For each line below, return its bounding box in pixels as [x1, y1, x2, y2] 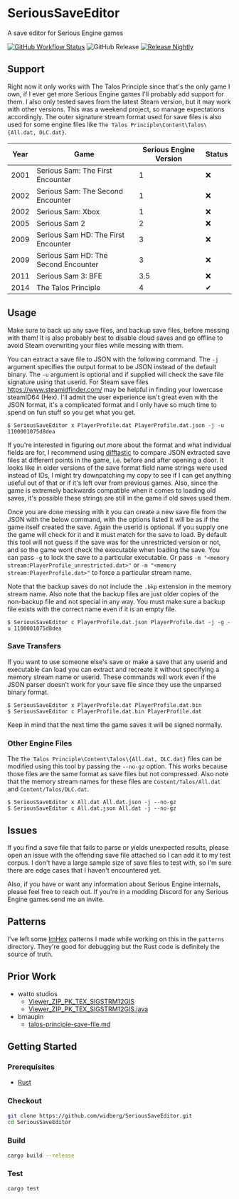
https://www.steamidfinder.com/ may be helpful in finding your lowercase [7, 385, 223, 393]
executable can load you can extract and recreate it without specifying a [7, 665, 220, 673]
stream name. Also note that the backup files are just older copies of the [7, 589, 219, 598]
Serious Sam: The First [36, 166, 112, 176]
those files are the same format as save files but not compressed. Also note [7, 770, 229, 778]
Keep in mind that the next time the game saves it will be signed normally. [7, 720, 223, 729]
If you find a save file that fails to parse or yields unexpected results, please [7, 843, 229, 851]
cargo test [7, 1185, 40, 1192]
